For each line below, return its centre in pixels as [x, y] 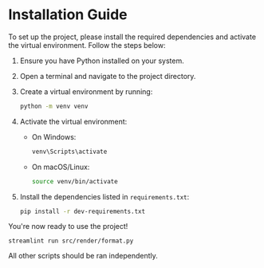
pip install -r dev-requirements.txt [83, 211]
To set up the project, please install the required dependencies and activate [132, 37]
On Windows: [54, 136]
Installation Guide [68, 15]
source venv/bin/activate [75, 181]
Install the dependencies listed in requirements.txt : [104, 196]
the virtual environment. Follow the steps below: [87, 45]
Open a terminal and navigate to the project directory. [108, 76]
